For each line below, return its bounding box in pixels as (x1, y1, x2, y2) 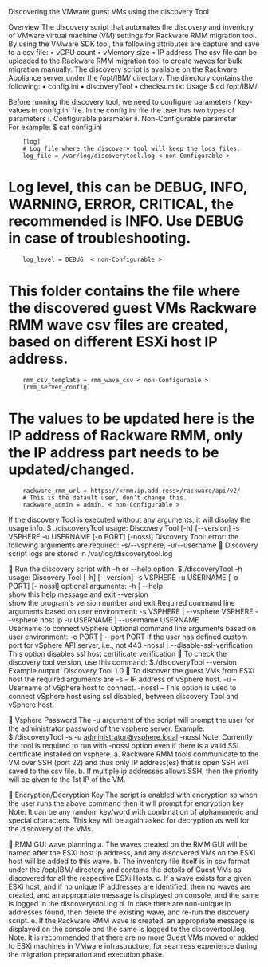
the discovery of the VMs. (8, 823, 93, 833)
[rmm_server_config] (22, 383, 91, 391)
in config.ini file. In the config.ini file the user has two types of (31, 105, 235, 115)
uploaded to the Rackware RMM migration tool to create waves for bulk (8, 56, 242, 65)
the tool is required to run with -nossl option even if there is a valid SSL (8, 740, 242, 750)
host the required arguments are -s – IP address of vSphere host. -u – (8, 674, 237, 684)
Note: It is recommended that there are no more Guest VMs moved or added (8, 933, 259, 942)
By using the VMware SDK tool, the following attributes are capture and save (8, 39, 260, 49)
